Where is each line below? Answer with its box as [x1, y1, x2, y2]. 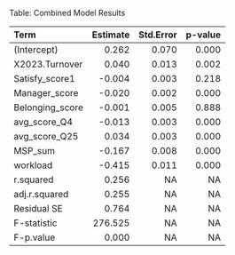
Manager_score [13, 87, 79, 99]
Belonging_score [13, 101, 84, 114]
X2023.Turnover [13, 58, 83, 70]
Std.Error [138, 28, 177, 41]
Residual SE [13, 203, 64, 214]
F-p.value [13, 231, 56, 243]
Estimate [91, 28, 130, 41]
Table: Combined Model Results [9, 8, 126, 18]
